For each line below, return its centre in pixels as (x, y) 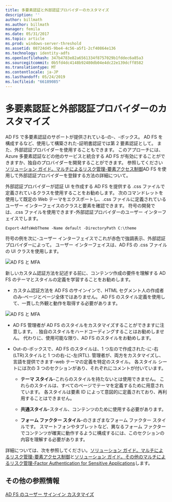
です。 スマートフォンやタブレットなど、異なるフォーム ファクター (95, 426)
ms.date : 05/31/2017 (27, 34)
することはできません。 (50, 398)
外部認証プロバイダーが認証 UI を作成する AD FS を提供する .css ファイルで (85, 186)
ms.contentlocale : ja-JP (32, 72)
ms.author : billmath (27, 24)
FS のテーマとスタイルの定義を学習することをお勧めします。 (69, 279)
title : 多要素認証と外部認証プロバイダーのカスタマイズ (57, 10)
